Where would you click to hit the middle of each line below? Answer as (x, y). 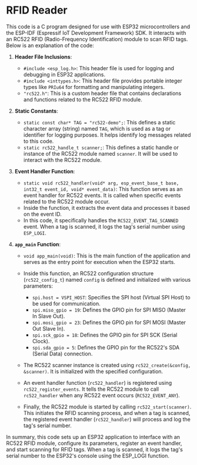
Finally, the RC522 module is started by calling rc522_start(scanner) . (107, 407)
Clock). (41, 341)
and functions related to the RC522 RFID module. (83, 99)
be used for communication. (66, 304)
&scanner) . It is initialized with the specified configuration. (93, 371)
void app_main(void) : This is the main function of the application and (107, 255)
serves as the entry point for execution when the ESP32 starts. (99, 262)
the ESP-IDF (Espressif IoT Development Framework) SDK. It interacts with (96, 32)
